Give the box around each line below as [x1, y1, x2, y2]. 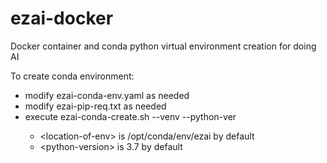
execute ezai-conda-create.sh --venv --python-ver [24, 110, 237, 122]
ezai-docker [10, 7, 114, 30]
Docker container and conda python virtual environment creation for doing [10, 40, 317, 52]
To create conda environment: [10, 70, 135, 82]
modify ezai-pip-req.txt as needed [24, 100, 167, 112]
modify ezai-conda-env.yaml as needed [24, 89, 190, 101]
